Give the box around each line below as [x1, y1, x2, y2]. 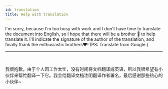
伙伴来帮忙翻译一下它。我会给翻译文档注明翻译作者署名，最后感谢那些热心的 [5, 72, 163, 78]
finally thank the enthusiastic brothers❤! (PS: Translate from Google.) [5, 41, 148, 47]
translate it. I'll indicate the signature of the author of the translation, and [5, 36, 154, 42]
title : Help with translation [5, 12, 68, 17]
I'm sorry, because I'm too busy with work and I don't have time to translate [5, 25, 161, 31]
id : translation [5, 7, 39, 12]
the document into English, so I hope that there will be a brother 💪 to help [5, 31, 156, 37]
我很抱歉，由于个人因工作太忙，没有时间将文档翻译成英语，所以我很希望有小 [5, 66, 163, 72]
